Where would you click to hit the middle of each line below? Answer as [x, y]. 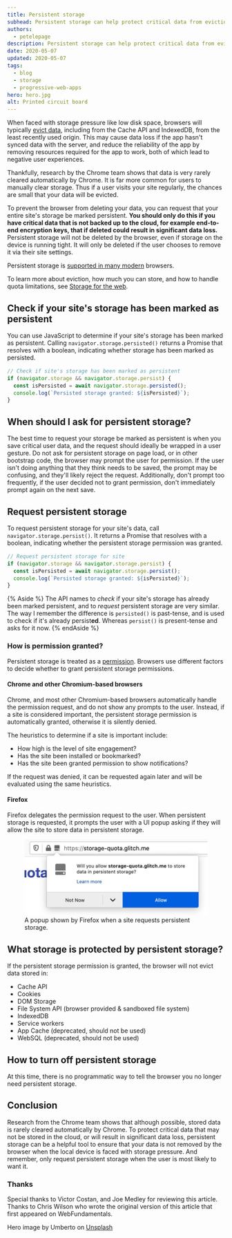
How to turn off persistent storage [82, 1060]
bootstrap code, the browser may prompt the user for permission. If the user [116, 460]
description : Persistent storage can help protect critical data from [111, 44]
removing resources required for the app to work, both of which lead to [108, 152]
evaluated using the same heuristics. [59, 784]
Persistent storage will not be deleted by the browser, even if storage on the [115, 238]
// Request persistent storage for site [66, 556]
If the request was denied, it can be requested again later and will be [105, 776]
